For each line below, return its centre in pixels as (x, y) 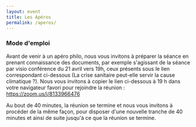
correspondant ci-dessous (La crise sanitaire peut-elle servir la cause (91, 75)
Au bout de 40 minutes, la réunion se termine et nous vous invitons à (89, 105)
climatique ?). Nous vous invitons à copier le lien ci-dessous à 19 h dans (93, 81)
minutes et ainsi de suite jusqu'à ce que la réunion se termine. (81, 118)
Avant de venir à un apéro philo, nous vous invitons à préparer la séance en (97, 56)
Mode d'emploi (28, 43)
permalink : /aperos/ (31, 22)
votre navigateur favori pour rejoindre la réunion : (66, 87)
